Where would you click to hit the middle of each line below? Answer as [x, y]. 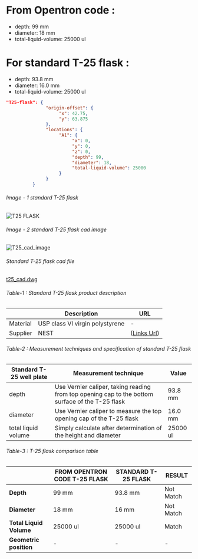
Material [20, 323]
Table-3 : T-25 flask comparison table [52, 451]
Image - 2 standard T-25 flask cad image [57, 229]
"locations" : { [64, 130]
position [21, 547]
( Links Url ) [145, 333]
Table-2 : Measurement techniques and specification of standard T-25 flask [99, 349]
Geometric [24, 540]
